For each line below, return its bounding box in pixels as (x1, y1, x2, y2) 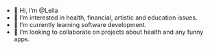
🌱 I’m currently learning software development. (13, 21, 147, 28)
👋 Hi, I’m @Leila (13, 7, 58, 14)
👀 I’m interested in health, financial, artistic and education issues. (13, 14, 198, 22)
